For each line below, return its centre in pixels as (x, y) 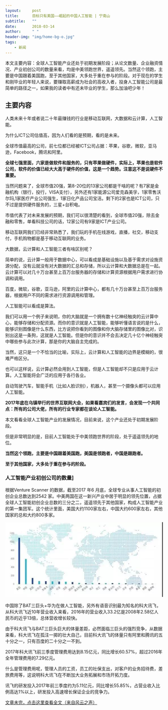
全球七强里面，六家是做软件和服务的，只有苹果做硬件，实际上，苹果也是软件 (84, 162)
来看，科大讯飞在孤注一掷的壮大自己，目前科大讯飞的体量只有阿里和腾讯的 (82, 635)
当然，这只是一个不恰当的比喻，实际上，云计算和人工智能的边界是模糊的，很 (84, 352)
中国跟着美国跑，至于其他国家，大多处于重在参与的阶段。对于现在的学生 (88, 75)
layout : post (23, 10)
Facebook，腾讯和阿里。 (39, 152)
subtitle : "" (21, 21)
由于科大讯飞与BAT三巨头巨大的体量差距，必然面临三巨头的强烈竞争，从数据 (84, 629)
